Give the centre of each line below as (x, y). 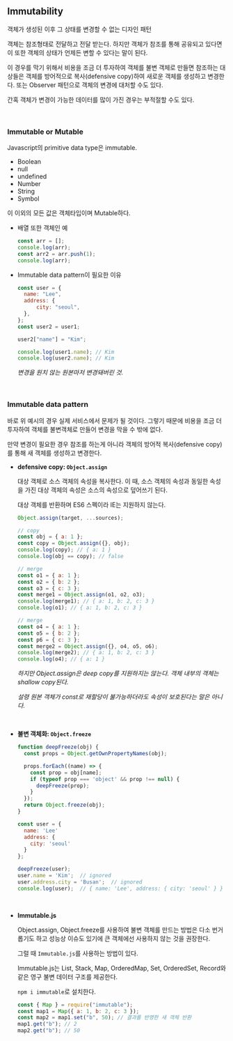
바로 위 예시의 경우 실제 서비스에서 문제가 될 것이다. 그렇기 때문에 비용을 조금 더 (115, 420)
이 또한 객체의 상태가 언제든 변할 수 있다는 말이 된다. (78, 52)
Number (29, 184)
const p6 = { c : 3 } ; (49, 640)
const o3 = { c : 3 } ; (49, 588)
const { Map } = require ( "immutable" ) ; (75, 1005)
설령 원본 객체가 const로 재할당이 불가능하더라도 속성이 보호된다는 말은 (113, 697)
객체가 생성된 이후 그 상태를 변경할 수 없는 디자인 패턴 (79, 29)
